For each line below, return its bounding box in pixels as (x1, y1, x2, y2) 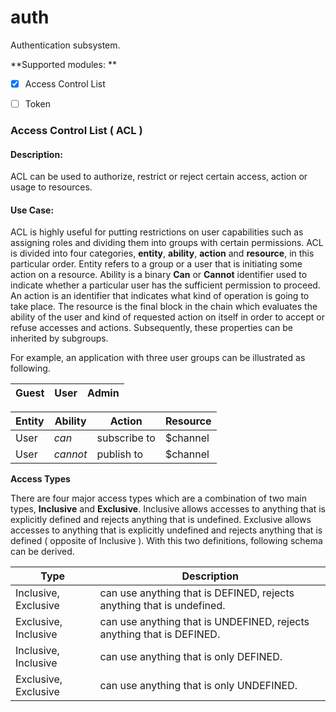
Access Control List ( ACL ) (10, 123, 143, 137)
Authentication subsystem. (10, 39, 121, 51)
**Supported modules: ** (10, 58, 117, 70)
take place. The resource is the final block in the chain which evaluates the (10, 301, 318, 313)
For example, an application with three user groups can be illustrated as (10, 352, 306, 364)
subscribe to (96, 431, 156, 445)
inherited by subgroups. (10, 332, 109, 345)
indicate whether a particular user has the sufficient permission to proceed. (10, 279, 321, 291)
